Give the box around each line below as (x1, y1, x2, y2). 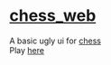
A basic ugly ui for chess (9, 35, 102, 46)
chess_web (9, 5, 97, 26)
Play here (9, 44, 45, 55)
